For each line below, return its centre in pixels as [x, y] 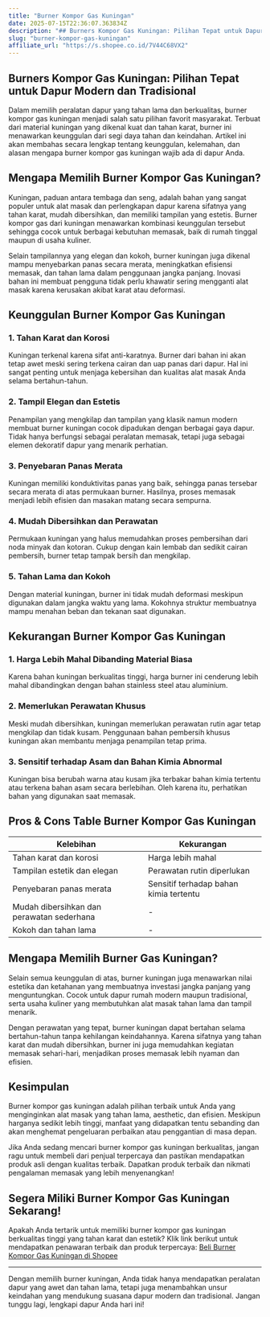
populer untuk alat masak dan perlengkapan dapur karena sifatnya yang [127, 206]
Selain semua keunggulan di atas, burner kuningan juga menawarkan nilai [130, 978]
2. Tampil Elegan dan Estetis [64, 402]
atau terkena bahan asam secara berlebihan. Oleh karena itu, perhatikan [128, 787]
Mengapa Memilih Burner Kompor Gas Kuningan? [135, 178]
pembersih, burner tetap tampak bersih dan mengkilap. [100, 556]
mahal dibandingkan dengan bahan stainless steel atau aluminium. [118, 685]
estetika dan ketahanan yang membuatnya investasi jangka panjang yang [129, 986]
